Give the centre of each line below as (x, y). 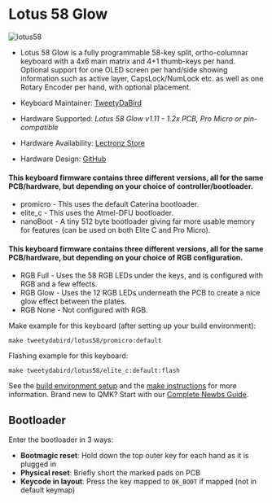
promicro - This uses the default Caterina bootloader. (110, 204)
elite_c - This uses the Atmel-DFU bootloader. (97, 213)
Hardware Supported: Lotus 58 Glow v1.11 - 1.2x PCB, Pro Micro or (131, 118)
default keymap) (48, 490)
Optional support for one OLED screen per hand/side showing (124, 69)
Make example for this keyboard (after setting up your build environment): (132, 326)
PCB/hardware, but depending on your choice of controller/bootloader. (131, 186)
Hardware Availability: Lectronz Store (82, 142)
